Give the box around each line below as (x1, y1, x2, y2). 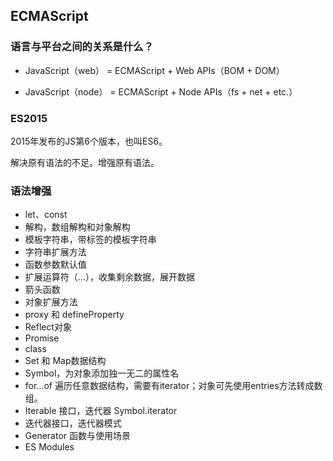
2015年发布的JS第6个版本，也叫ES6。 (10, 135, 168, 147)
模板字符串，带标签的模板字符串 (24, 234, 157, 246)
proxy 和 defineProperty (24, 309, 125, 321)
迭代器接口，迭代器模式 (24, 417, 122, 429)
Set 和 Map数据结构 (24, 355, 107, 367)
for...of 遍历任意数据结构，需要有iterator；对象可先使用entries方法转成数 (24, 380, 323, 392)
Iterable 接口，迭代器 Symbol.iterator (24, 405, 178, 417)
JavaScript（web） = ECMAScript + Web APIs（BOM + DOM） (24, 64, 285, 76)
